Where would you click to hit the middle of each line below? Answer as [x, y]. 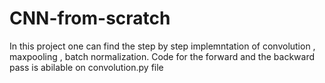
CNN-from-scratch [90, 18]
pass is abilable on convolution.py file [86, 67]
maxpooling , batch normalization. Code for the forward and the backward [162, 56]
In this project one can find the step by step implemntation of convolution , [162, 46]
